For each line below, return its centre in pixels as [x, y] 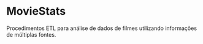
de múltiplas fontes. [31, 34]
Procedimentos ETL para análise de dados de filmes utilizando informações [102, 28]
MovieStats [36, 11]
